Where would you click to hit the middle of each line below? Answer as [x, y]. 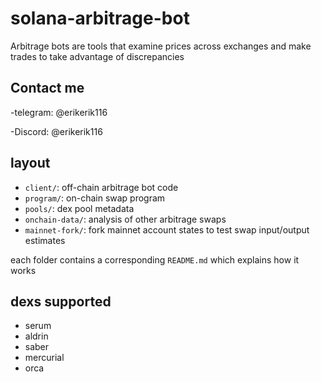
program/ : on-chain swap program [95, 198]
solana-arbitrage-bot [100, 18]
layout [30, 163]
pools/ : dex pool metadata [79, 208]
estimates [45, 240]
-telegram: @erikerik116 [59, 112]
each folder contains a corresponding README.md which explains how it [155, 259]
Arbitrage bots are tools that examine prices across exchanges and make [161, 46]
